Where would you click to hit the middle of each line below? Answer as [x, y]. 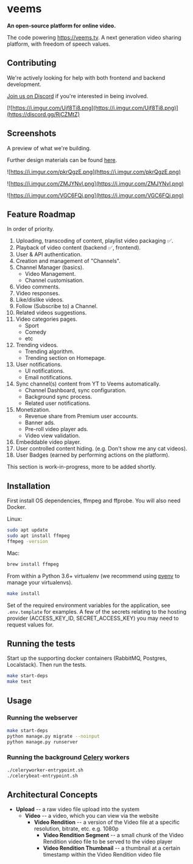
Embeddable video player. [48, 442]
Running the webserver [42, 718]
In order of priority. [30, 229]
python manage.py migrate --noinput [53, 736]
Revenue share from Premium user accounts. [82, 416]
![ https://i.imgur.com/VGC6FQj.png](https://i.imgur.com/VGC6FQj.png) [96, 195]
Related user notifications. [58, 403]
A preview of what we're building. [49, 148]
